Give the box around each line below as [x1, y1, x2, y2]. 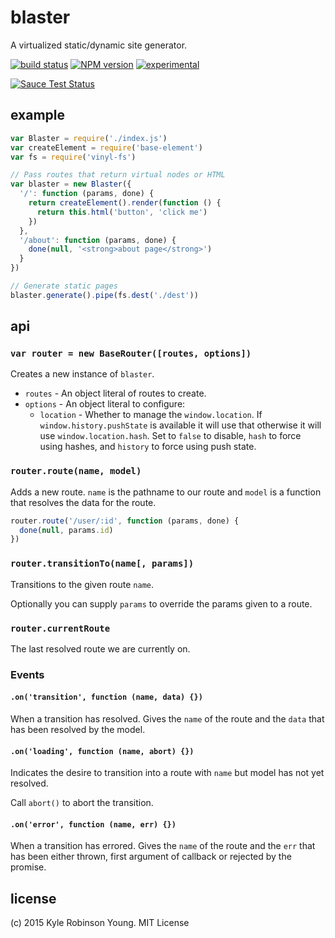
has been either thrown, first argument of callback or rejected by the [10, 851, 292, 863]
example [10, 107, 66, 124]
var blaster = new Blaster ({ [10, 179, 132, 190]
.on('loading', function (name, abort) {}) [10, 746, 195, 756]
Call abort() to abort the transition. [10, 797, 154, 809]
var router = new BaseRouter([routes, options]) [10, 348, 252, 360]
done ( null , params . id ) [19, 525, 114, 535]
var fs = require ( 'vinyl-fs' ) [10, 152, 137, 162]
